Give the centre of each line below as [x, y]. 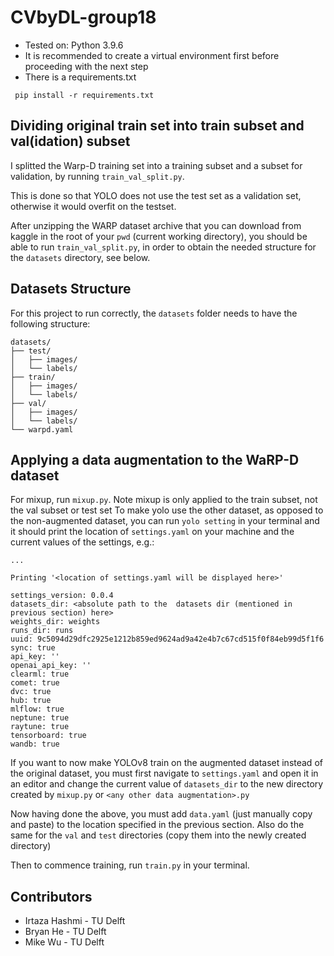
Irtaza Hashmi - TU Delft [75, 921]
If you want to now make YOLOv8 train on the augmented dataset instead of [166, 763]
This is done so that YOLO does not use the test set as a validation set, [156, 195]
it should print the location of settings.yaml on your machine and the [152, 532]
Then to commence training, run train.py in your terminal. [130, 865]
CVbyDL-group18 [83, 17]
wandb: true [35, 744]
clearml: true [40, 674]
